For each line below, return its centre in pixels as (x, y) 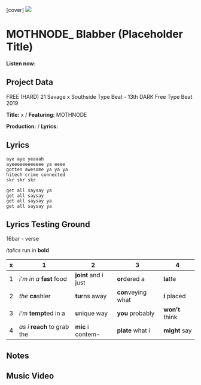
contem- (88, 334)
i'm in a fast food (43, 279)
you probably (136, 313)
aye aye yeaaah (25, 159)
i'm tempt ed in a (42, 313)
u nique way (92, 313)
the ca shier (35, 296)
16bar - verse (23, 239)
